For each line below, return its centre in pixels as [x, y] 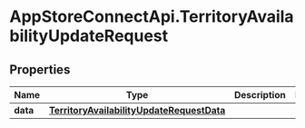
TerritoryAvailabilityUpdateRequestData [137, 110]
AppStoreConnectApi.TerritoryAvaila [152, 17]
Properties [40, 69]
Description [260, 95]
